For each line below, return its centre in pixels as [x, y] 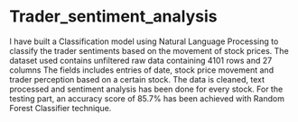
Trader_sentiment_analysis [113, 17]
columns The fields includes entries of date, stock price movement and [141, 70]
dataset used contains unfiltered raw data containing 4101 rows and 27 [141, 60]
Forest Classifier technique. [61, 108]
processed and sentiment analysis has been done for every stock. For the [146, 89]
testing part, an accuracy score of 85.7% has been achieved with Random [147, 98]
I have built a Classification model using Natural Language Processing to [144, 41]
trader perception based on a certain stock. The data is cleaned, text [137, 79]
